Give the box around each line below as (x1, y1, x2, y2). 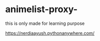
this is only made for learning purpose (5, 20, 85, 26)
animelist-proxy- (5, 4, 78, 15)
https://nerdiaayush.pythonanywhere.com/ (5, 30, 95, 36)
